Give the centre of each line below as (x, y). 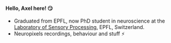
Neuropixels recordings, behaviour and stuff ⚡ (69, 34)
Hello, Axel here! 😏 (29, 8)
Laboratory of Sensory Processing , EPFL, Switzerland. (79, 27)
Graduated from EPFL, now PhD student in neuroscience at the (89, 21)
